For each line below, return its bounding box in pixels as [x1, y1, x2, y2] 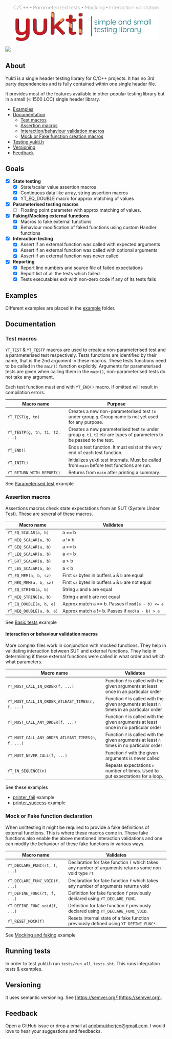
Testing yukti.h [12, 138, 45, 145]
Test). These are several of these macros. [5, 511, 93, 517]
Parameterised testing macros [12, 201, 79, 207]
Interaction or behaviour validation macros [5, 631, 98, 637]
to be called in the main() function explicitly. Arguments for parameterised [5, 363, 161, 369]
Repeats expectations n [105, 762, 155, 768]
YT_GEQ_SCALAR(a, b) [7, 544, 52, 549]
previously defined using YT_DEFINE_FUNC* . [68, 921, 157, 927]
